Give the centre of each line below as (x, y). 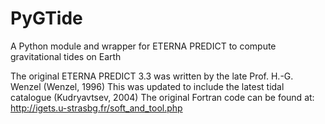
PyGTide (46, 18)
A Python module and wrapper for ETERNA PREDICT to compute (143, 46)
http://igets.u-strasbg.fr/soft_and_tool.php (96, 108)
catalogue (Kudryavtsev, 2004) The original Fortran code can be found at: (162, 97)
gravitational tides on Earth (66, 56)
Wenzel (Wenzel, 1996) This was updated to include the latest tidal (147, 86)
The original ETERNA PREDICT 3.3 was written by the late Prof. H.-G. (152, 76)
